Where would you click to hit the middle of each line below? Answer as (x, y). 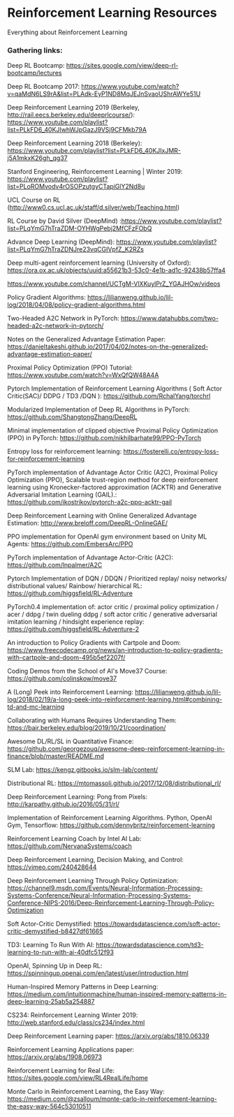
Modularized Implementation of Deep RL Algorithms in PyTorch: (99, 409)
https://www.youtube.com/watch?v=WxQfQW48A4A (83, 375)
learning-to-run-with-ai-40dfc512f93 (60, 952)
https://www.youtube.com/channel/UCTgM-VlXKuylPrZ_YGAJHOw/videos (114, 284)
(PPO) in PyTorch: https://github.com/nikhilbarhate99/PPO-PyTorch (104, 438)
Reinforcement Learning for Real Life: (61, 1071)
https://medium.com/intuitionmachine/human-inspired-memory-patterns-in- (117, 994)
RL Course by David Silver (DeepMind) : (65, 221)
